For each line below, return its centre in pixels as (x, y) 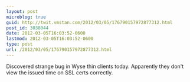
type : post (19, 45)
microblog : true (26, 17)
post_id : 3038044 (27, 28)
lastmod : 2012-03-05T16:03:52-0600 (50, 39)
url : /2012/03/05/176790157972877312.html (59, 50)
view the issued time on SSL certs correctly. (60, 72)
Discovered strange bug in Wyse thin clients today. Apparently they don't (95, 66)
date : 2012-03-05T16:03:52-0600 (46, 33)
